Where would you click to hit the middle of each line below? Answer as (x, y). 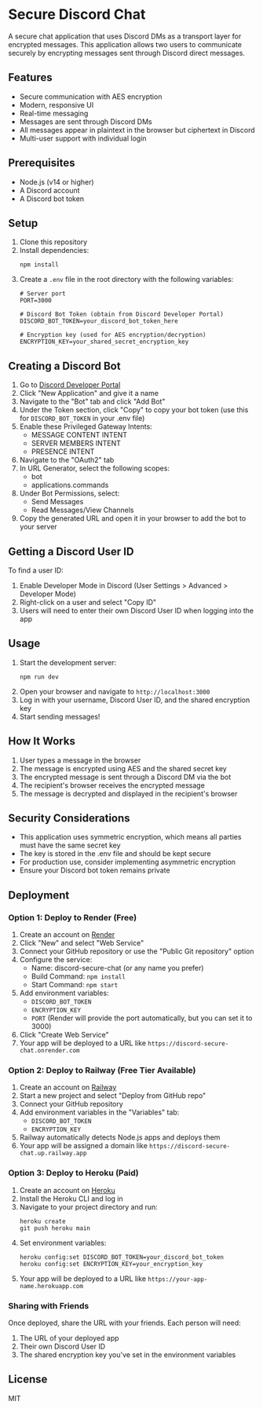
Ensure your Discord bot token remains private (95, 870)
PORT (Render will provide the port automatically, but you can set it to (142, 1018)
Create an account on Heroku (67, 1190)
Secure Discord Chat (77, 15)
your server (38, 527)
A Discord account (49, 190)
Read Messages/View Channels (82, 510)
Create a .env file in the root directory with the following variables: (126, 280)
